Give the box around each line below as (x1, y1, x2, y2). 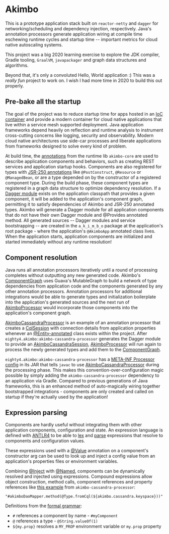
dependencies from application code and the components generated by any (5, 283, 163, 289)
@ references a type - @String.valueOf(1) (12, 518, 98, 524)
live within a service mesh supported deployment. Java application (5, 121, 144, 127)
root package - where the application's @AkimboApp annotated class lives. (5, 228, 156, 234)
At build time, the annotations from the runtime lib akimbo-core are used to (5, 153, 158, 159)
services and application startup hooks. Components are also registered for (5, 163, 162, 170)
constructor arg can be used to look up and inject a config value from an (5, 453, 155, 459)
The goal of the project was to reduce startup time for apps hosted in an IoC (5, 111, 163, 117)
